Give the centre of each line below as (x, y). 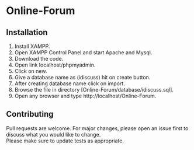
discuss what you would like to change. (53, 134)
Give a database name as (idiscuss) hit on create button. (82, 77)
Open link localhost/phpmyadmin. (55, 65)
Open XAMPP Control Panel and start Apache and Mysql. (83, 53)
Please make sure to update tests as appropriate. (65, 141)
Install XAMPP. (32, 46)
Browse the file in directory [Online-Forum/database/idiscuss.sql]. (94, 90)
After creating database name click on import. (70, 83)
